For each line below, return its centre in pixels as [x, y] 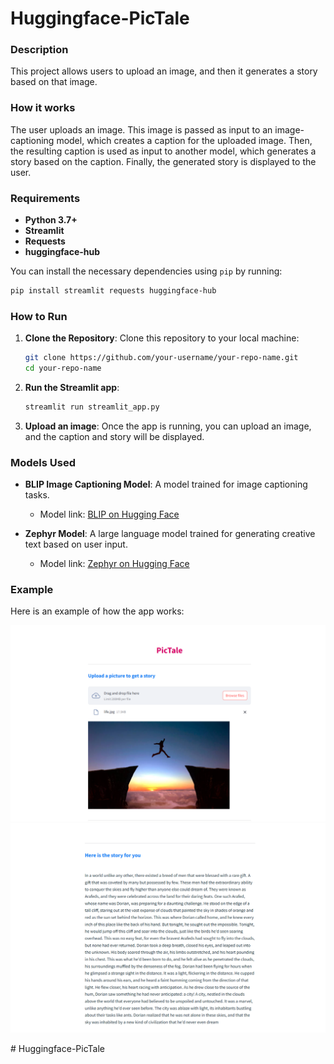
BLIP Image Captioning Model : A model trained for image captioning [166, 484]
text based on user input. [76, 544]
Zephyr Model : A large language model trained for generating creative [170, 534]
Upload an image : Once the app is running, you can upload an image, [168, 426]
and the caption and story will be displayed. [114, 436]
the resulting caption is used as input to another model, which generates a [163, 151]
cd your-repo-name [63, 368]
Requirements [45, 198]
